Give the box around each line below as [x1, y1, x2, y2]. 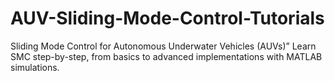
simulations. [10, 61, 60, 73]
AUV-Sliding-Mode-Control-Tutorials [10, 7, 325, 30]
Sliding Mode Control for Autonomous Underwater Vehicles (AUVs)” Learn [10, 40, 317, 52]
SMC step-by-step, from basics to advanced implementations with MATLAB [10, 50, 323, 62]
